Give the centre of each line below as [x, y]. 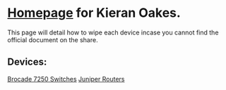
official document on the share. [53, 39]
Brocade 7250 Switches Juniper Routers [66, 79]
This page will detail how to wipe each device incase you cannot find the [113, 32]
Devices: [27, 62]
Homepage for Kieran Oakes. [94, 13]
